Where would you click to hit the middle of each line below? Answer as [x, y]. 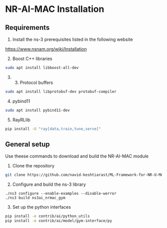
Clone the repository [33, 166]
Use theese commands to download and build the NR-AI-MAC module [77, 156]
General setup [28, 144]
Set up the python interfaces [42, 207]
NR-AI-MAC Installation [55, 9]
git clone [15, 175]
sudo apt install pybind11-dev [38, 110]
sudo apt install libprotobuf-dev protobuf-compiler [61, 91]
